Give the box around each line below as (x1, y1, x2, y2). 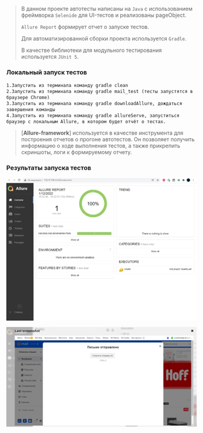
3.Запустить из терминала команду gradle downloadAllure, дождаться (6, 101, 182, 107)
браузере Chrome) (6, 95, 50, 101)
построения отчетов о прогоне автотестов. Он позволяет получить (21, 136, 195, 143)
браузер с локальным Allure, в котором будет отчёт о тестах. (6, 119, 166, 125)
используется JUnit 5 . (21, 53, 79, 60)
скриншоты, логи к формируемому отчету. (21, 149, 132, 156)
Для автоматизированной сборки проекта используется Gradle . (21, 35, 187, 42)
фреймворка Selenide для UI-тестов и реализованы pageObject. (21, 11, 187, 19)
